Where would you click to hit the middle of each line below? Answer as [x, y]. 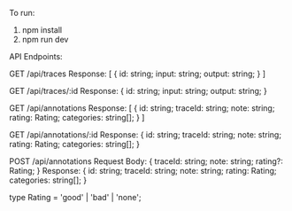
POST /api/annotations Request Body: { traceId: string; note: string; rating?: [146, 161]
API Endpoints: [36, 56]
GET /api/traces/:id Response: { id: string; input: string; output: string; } [138, 91]
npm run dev [45, 39]
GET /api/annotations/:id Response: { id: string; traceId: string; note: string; [145, 135]
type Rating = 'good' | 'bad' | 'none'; [75, 197]
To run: [22, 13]
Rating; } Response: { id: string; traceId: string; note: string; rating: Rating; [143, 171]
